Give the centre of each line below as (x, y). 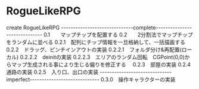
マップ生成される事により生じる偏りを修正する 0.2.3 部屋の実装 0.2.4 (101, 65)
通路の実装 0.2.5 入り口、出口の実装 (52, 72)
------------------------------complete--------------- (127, 27)
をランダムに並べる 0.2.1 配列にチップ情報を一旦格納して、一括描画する (96, 42)
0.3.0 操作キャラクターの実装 (138, 79)
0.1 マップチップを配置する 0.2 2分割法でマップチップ (119, 35)
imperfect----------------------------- (53, 79)
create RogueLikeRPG (33, 27)
